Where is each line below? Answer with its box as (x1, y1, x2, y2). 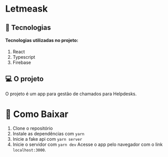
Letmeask (5, 3, 48, 15)
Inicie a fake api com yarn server (12, 136, 82, 142)
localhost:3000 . (12, 146, 47, 152)
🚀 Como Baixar (5, 108, 69, 120)
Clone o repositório (12, 125, 53, 131)
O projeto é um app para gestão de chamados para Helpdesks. (5, 91, 137, 97)
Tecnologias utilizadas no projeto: (5, 37, 79, 44)
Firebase (12, 59, 31, 65)
